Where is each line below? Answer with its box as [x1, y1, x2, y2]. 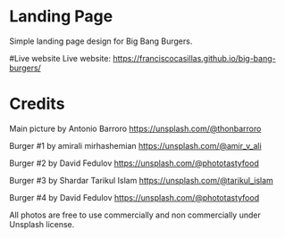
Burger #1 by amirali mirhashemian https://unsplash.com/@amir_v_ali [9, 140, 262, 151]
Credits [9, 94, 65, 114]
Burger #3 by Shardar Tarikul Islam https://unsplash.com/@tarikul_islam [9, 175, 274, 185]
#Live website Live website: [9, 53, 112, 63]
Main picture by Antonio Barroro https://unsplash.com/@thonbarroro [9, 123, 262, 134]
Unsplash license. [9, 218, 75, 229]
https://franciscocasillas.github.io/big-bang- [113, 53, 276, 63]
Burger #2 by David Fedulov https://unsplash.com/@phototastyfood [9, 158, 259, 168]
